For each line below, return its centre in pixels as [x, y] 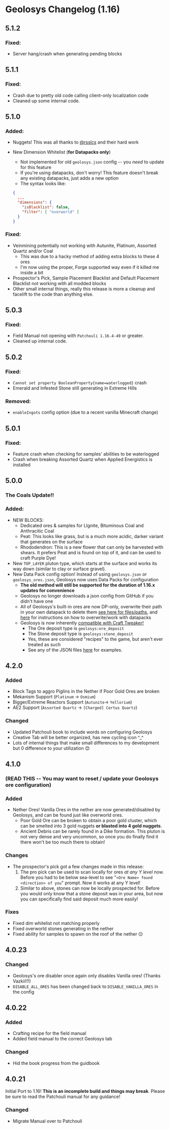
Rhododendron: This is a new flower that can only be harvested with [92, 547]
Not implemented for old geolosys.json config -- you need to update [92, 162]
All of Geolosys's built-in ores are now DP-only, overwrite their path [91, 606]
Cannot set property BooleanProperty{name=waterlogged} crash [79, 383]
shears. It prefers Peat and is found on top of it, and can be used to [91, 552]
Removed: [18, 401]
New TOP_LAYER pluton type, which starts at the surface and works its [85, 563]
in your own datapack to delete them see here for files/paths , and [89, 612]
